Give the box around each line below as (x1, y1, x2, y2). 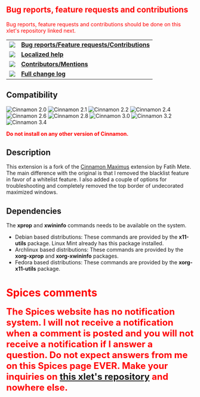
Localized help (21, 50, 64, 59)
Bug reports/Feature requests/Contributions (21, 40, 150, 48)
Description (6, 148, 51, 158)
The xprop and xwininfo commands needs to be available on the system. (6, 222, 187, 229)
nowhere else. (6, 382, 68, 393)
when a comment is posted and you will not (6, 328, 194, 340)
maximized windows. (6, 188, 58, 196)
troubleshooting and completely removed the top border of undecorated (6, 182, 184, 190)
